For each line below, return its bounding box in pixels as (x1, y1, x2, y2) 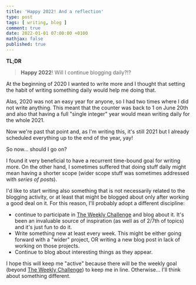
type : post (6, 14, 33, 20)
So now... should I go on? (6, 145, 67, 153)
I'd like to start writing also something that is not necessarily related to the (6, 187, 185, 194)
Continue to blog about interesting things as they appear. (14, 248, 153, 256)
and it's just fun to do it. (14, 223, 72, 230)
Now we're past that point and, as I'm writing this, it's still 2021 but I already (6, 128, 190, 135)
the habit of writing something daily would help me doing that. (6, 86, 157, 93)
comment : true (6, 25, 41, 31)
